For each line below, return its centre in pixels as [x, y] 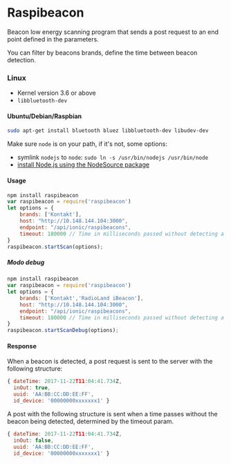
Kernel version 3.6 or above [57, 93]
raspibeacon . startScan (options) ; [55, 247]
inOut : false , [34, 440]
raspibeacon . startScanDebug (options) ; [63, 331]
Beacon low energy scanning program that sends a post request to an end [113, 32]
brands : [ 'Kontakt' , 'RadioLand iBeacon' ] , [82, 298]
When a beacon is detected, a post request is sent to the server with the [110, 362]
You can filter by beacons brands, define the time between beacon [102, 53]
